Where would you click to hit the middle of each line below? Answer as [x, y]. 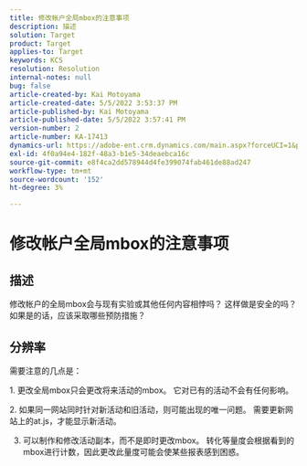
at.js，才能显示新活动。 [77, 420]
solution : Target [42, 35]
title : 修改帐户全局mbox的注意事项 [69, 18]
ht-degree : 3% [37, 188]
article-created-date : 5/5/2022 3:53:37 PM [94, 103]
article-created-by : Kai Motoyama [75, 94]
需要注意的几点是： [46, 370]
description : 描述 [43, 26]
